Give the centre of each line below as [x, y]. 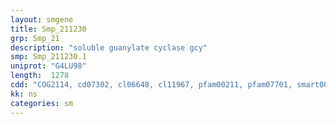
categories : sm [42, 103]
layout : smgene [42, 19]
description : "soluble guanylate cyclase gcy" [109, 47]
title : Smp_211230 [48, 29]
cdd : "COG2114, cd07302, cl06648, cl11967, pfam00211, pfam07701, [151, 85]
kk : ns [24, 94]
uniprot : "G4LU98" [48, 66]
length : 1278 [40, 76]
